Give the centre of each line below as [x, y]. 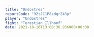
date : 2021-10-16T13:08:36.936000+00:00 [47, 27]
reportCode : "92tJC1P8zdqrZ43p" [38, 14]
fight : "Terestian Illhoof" [34, 23]
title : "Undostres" [25, 9]
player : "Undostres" [26, 18]
